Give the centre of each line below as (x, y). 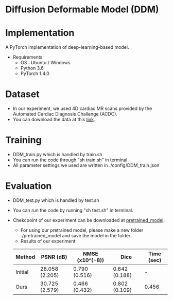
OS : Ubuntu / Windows (45, 63)
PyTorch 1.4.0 (35, 73)
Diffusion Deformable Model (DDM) (82, 10)
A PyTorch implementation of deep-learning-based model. (67, 47)
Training (24, 140)
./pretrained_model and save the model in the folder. (76, 235)
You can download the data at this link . (54, 120)
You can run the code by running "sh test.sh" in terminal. (73, 210)
